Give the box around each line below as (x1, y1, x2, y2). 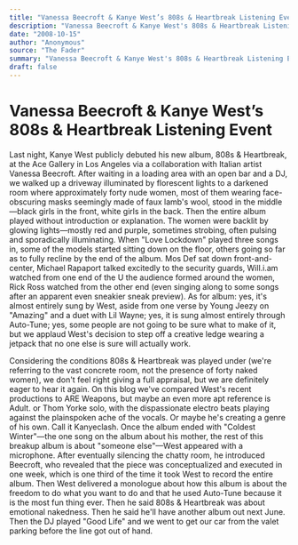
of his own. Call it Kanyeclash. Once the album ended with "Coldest (9, 421, 255, 432)
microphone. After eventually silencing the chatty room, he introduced (9, 450, 266, 461)
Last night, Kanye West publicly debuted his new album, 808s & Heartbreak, (9, 148, 287, 160)
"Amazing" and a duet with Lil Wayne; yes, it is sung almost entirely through (9, 309, 286, 320)
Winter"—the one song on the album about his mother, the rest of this (9, 430, 263, 441)
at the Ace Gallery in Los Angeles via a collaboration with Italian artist (9, 158, 263, 169)
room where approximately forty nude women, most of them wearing (9, 187, 262, 197)
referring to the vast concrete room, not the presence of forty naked (9, 365, 258, 375)
